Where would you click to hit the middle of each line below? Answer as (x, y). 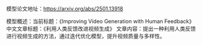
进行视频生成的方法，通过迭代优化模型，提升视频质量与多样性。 (86, 36)
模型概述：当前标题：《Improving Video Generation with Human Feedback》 (100, 21)
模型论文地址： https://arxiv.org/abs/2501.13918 (65, 9)
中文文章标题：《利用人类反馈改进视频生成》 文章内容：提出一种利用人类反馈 (101, 29)
